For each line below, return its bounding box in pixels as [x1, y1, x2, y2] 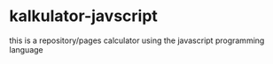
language [9, 44, 43, 54]
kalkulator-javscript [9, 6, 158, 26]
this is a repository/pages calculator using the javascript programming [9, 35, 265, 46]
